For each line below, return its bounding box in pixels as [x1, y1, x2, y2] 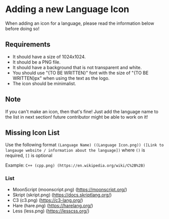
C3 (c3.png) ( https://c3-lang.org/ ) [12, 197, 83, 203]
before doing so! [5, 25, 40, 31]
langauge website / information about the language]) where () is [5, 147, 145, 153]
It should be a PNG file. [12, 59, 61, 65]
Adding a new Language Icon [5, 4, 130, 15]
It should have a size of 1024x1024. [12, 53, 86, 60]
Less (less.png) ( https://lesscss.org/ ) [12, 208, 90, 214]
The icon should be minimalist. [12, 80, 77, 86]
